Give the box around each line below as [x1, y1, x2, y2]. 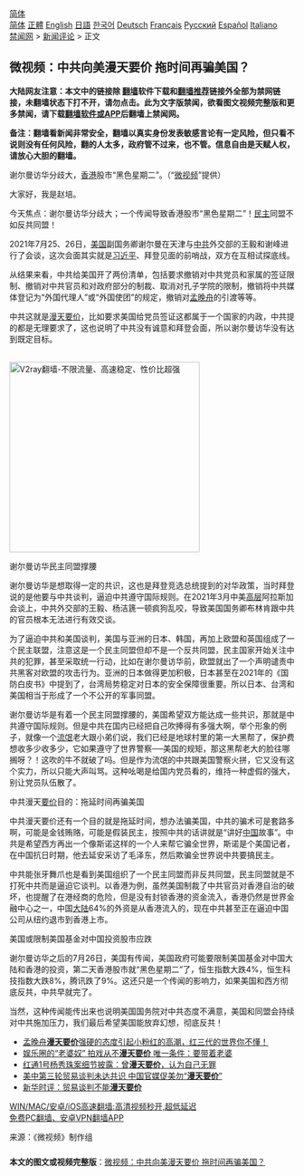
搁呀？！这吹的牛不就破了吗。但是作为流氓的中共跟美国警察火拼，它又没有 [9, 754, 287, 765]
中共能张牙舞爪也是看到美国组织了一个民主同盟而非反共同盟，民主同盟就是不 [9, 868, 295, 880]
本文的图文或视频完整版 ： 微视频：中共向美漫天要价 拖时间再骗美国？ [9, 1156, 265, 1167]
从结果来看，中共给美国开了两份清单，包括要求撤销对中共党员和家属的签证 [9, 269, 287, 280]
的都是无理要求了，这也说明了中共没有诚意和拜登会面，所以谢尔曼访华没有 [9, 322, 287, 333]
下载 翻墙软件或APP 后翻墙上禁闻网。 [48, 108, 185, 119]
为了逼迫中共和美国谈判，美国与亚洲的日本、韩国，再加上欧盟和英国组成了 [9, 632, 287, 644]
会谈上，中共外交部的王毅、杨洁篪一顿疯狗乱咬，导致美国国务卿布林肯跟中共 [9, 602, 295, 613]
